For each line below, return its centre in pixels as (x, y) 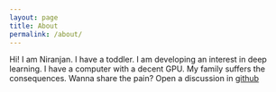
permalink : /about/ (46, 34)
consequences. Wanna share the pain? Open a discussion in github (134, 79)
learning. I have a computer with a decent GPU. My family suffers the (138, 69)
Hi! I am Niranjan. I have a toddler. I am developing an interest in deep (138, 60)
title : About (34, 26)
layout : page (34, 17)
